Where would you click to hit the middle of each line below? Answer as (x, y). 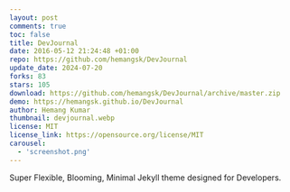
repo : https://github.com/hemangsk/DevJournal (98, 59)
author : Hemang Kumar (50, 110)
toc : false (30, 34)
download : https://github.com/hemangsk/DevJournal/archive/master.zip (145, 93)
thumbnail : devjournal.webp (62, 118)
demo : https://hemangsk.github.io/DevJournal (96, 101)
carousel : (28, 143)
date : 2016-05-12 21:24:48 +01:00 (75, 51)
